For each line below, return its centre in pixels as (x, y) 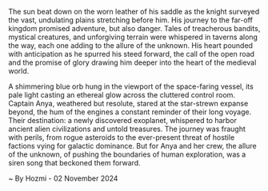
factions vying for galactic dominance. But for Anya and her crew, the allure (133, 146)
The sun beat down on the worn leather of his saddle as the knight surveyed (134, 12)
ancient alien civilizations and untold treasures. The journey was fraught (127, 129)
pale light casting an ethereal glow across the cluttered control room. (122, 95)
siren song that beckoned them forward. (75, 163)
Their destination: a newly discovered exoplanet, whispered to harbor (123, 120)
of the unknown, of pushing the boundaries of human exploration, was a (127, 154)
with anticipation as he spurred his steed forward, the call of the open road (131, 54)
